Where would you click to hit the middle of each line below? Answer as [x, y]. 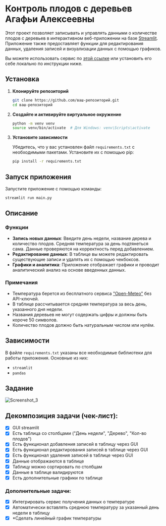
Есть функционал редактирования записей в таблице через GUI [80, 450]
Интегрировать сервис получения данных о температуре [73, 502]
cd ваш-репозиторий [32, 105]
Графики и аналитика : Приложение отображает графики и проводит [86, 264]
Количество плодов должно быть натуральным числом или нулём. [83, 325]
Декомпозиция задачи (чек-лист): [61, 416]
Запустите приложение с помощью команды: [54, 188]
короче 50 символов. [35, 320]
